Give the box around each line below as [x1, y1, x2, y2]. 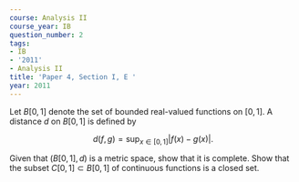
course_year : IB [9, 22, 71, 31]
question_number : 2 [9, 30, 84, 39]
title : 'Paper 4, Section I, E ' [9, 73, 137, 82]
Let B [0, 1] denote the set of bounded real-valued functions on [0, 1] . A [9, 106, 273, 116]
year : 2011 [9, 81, 51, 90]
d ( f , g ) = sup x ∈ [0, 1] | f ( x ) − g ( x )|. [92, 133, 214, 147]
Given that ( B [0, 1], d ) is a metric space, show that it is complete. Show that [9, 153, 290, 164]
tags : [9, 38, 30, 48]
